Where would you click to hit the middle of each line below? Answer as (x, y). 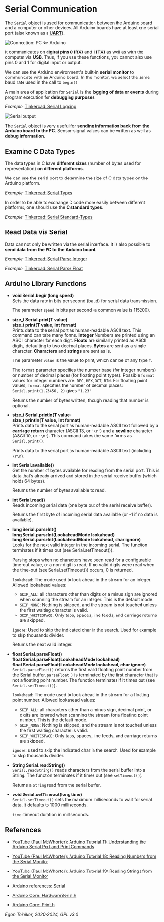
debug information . (25, 136)
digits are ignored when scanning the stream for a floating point (84, 715)
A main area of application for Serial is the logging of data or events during (82, 92)
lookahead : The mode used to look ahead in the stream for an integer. (82, 580)
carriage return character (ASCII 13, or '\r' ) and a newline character (82, 431)
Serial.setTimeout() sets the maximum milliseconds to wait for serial (82, 800)
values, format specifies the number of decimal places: (68, 385)
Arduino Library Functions (46, 284)
